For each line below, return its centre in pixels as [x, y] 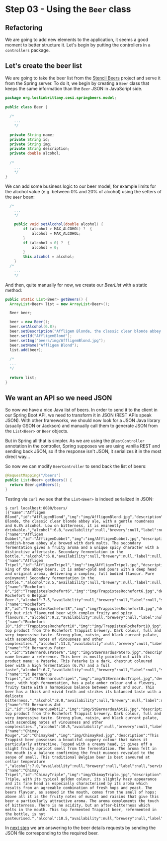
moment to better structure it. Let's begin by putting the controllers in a [78, 45]
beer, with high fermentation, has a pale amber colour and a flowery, [81, 683]
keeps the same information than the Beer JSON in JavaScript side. [74, 88]
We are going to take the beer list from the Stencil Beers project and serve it [83, 78]
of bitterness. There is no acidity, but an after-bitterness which [78, 805]
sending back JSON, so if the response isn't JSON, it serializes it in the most [83, 451]
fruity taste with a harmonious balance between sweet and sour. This [80, 687]
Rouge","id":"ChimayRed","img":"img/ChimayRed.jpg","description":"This [82, 735]
